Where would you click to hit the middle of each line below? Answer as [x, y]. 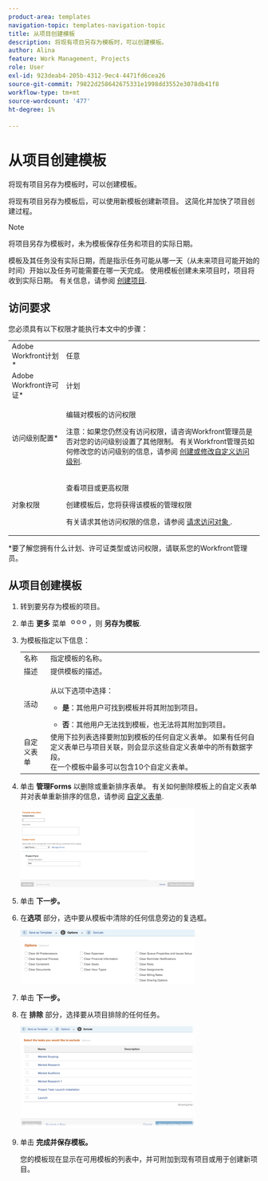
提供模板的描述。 [79, 671]
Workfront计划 [35, 356]
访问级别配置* [35, 438]
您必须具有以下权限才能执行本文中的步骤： [78, 329]
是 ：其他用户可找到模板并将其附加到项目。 [132, 707]
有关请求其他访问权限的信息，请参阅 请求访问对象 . [149, 522]
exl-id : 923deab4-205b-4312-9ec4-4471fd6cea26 [87, 76]
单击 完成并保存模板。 [56, 1142]
